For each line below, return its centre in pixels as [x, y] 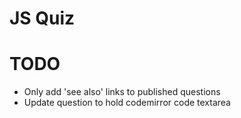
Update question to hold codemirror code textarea [127, 103]
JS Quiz [42, 18]
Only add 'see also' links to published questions [122, 92]
